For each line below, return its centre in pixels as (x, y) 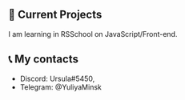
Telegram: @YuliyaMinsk (60, 87)
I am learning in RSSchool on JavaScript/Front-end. (93, 34)
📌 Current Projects (55, 15)
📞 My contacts (43, 60)
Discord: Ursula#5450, (57, 78)
